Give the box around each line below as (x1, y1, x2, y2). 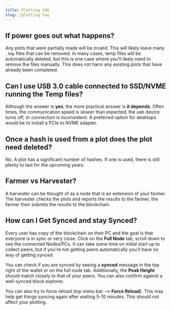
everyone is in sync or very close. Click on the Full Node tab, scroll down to (5, 235, 165, 242)
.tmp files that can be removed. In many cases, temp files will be (5, 50, 141, 57)
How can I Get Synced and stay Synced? (5, 216, 138, 225)
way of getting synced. (5, 251, 54, 258)
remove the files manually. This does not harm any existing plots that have (5, 61, 162, 67)
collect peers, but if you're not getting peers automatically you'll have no (5, 246, 159, 252)
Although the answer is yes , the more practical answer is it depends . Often (5, 103, 164, 110)
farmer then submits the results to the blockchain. (5, 201, 111, 207)
